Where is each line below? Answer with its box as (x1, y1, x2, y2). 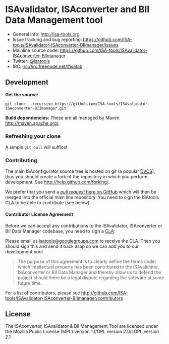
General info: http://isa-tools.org (12, 31, 80, 37)
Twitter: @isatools (12, 58, 50, 64)
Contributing (5, 157, 37, 164)
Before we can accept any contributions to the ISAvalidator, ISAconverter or (5, 222, 162, 228)
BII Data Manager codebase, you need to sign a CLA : (5, 228, 116, 234)
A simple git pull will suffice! (5, 144, 68, 150)
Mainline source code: (12, 47, 59, 53)
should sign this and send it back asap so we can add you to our (5, 243, 139, 249)
